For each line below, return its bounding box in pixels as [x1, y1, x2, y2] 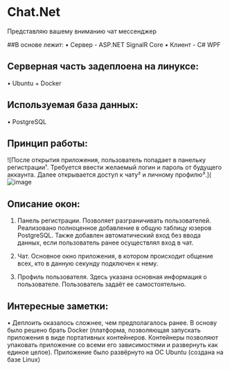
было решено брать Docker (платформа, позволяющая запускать [7, 326, 201, 334]
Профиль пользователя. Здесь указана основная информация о [17, 273, 207, 281]
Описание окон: [7, 198, 81, 210]
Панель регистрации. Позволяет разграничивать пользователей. [17, 216, 211, 225]
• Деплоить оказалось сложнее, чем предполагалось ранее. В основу [7, 319, 217, 326]
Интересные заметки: [7, 300, 109, 312]
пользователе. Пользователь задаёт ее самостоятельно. [17, 280, 186, 288]
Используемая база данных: [7, 99, 139, 111]
